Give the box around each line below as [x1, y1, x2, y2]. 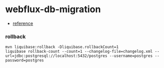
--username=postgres [109, 53, 153, 59]
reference [12, 20, 33, 26]
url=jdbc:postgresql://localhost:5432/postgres [5, 53, 108, 59]
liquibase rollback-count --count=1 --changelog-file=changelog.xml [5, 49, 153, 54]
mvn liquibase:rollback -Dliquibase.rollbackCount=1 [5, 45, 119, 50]
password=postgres [5, 58, 44, 63]
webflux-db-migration [5, 4, 101, 15]
